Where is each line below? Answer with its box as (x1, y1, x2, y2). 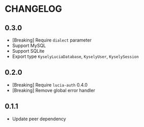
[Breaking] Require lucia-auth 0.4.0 (12, 81, 88, 88)
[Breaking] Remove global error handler (12, 87, 95, 93)
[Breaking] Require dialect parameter (12, 37, 92, 43)
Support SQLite (12, 48, 45, 54)
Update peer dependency (12, 116, 67, 122)
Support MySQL (12, 43, 46, 49)
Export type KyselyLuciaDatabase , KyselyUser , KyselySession (12, 53, 139, 59)
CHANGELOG (5, 3, 62, 15)
